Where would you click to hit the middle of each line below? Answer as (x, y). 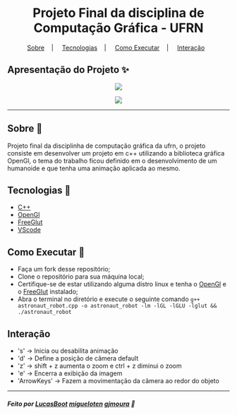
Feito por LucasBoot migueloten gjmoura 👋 (71, 404)
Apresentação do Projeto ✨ (68, 70)
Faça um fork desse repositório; (64, 269)
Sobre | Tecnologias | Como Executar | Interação (116, 47)
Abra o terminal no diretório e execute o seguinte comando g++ (109, 299)
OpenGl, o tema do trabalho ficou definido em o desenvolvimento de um (112, 160)
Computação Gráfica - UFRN (119, 28)
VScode (29, 230)
